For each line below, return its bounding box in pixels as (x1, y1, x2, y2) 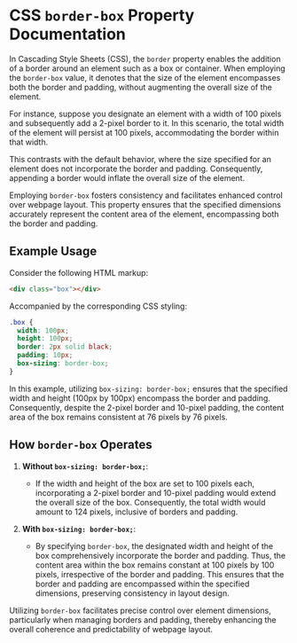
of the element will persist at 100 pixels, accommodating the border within (9, 127, 279, 137)
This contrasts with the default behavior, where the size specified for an (9, 153, 272, 164)
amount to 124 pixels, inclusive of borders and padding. (35, 506, 238, 517)
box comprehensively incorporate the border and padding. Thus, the (35, 550, 286, 561)
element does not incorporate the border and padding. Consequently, (9, 163, 263, 174)
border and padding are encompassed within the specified (35, 578, 250, 589)
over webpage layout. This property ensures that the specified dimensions (9, 199, 282, 209)
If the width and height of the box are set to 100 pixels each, (35, 478, 255, 489)
